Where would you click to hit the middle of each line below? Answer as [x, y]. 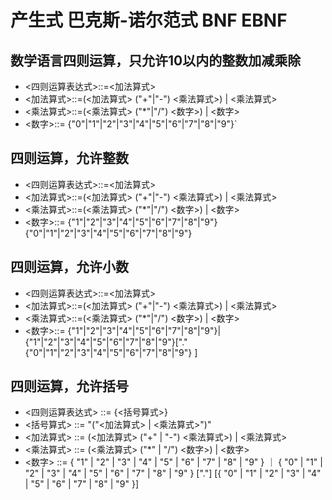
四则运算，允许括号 [69, 386]
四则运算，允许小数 [69, 267]
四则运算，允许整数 [69, 158]
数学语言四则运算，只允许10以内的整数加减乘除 [156, 60]
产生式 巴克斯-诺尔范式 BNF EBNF [149, 20]
